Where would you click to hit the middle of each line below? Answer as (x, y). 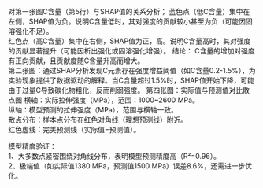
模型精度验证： (32, 146)
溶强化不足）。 (31, 31)
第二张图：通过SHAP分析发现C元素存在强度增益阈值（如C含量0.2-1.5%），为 (132, 70)
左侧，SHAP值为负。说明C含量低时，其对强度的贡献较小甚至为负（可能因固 (131, 21)
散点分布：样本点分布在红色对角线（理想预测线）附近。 (98, 120)
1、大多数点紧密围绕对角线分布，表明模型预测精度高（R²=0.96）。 (114, 156)
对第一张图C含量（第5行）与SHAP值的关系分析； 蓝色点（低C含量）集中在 (129, 11)
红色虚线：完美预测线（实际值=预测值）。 (74, 129)
